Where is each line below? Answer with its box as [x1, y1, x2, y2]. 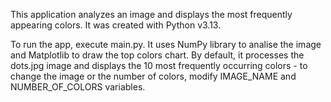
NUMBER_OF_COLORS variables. [10, 81, 146, 93]
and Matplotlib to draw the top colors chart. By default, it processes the [10, 49, 305, 61]
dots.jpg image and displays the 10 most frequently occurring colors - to [10, 60, 308, 71]
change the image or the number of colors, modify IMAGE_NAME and [10, 70, 297, 82]
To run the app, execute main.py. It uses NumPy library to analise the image [10, 39, 322, 50]
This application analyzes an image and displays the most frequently [10, 9, 293, 20]
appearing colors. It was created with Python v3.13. [10, 19, 222, 31]
